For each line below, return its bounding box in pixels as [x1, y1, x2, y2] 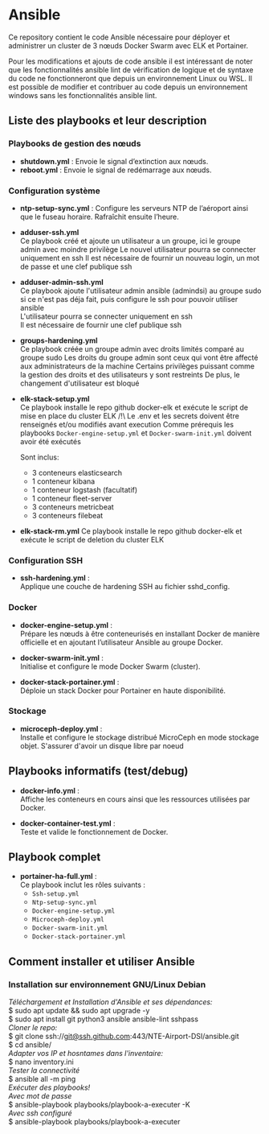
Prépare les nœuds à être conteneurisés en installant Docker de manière [19, 629, 260, 638]
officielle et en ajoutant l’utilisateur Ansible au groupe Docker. [19, 637, 223, 647]
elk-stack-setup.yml [19, 394, 90, 403]
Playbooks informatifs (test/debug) [8, 765, 189, 778]
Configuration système [8, 185, 100, 196]
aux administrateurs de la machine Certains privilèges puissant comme [19, 361, 255, 371]
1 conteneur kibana [31, 476, 96, 486]
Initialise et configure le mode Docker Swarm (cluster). [19, 662, 201, 671]
